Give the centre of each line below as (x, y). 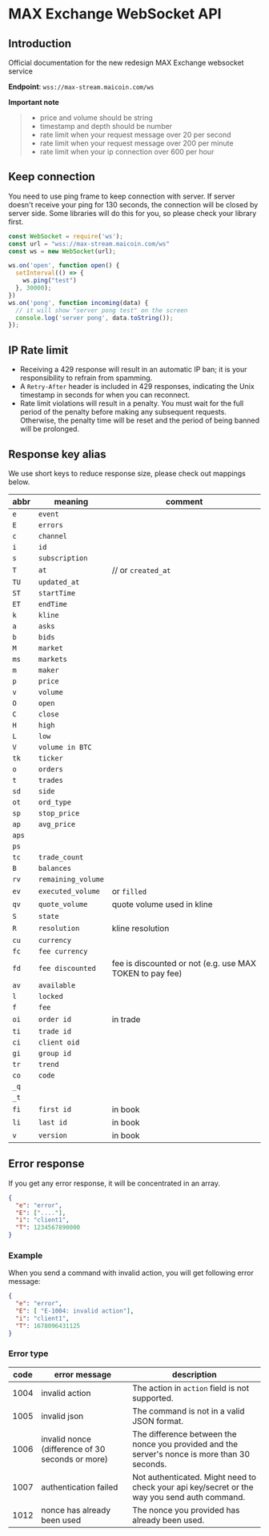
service (21, 71)
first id (55, 1109)
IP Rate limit (38, 350)
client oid (59, 1042)
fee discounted (67, 968)
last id (53, 1122)
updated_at (59, 582)
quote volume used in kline (163, 904)
